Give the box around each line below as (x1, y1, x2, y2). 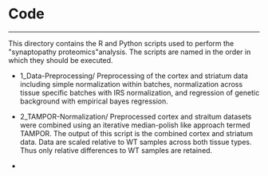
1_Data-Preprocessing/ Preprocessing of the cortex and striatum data (19, 71, 249, 80)
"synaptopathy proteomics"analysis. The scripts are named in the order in (8, 47, 251, 57)
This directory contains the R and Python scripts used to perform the (8, 38, 235, 48)
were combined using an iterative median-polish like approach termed (19, 120, 250, 130)
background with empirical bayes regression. (19, 96, 169, 106)
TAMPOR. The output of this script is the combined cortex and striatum (19, 128, 254, 138)
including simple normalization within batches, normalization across (19, 79, 243, 88)
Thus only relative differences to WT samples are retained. (19, 145, 213, 155)
